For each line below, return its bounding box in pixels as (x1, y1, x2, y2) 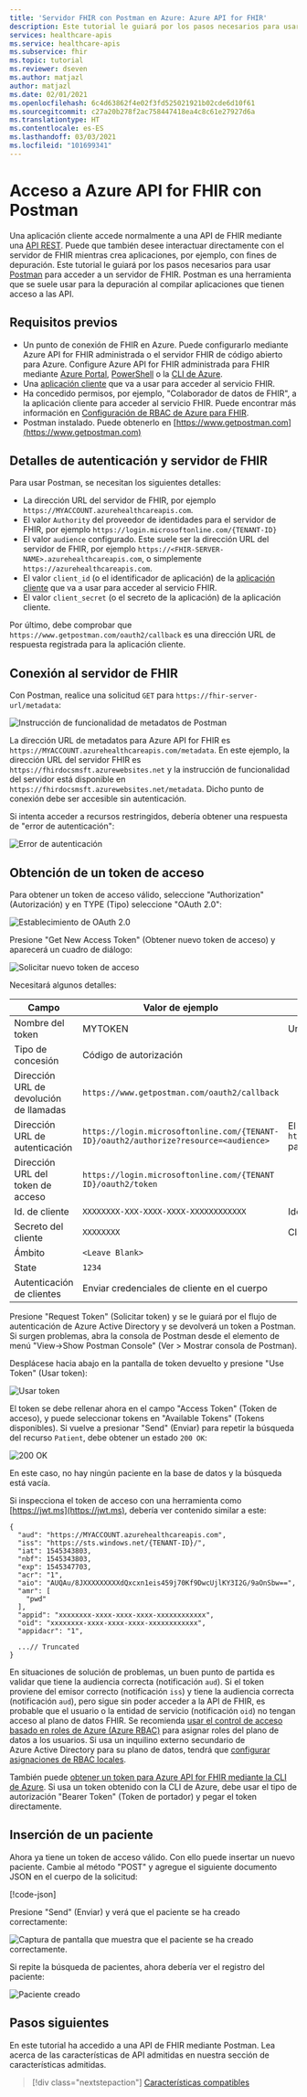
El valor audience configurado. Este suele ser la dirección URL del (22, 534, 270, 545)
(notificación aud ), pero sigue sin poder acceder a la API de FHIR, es (9, 1696, 266, 1706)
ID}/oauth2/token (81, 1179, 158, 1189)
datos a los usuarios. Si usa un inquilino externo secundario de (9, 1734, 246, 1745)
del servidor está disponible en (9, 774, 126, 785)
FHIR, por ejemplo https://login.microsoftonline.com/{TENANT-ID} (22, 524, 277, 535)
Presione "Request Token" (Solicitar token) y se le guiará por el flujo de (9, 1311, 277, 1321)
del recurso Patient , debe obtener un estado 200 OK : (9, 1432, 207, 1443)
